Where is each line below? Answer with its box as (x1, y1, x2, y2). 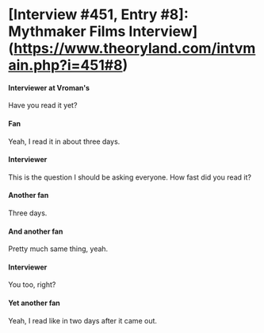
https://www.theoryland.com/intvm (13, 40, 256, 57)
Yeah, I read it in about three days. (8, 137, 121, 146)
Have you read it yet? (8, 101, 78, 110)
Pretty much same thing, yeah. (8, 244, 109, 254)
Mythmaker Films (8, 22, 126, 41)
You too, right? (8, 280, 56, 289)
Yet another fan (8, 298, 61, 308)
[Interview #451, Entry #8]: (8, 6, 189, 24)
